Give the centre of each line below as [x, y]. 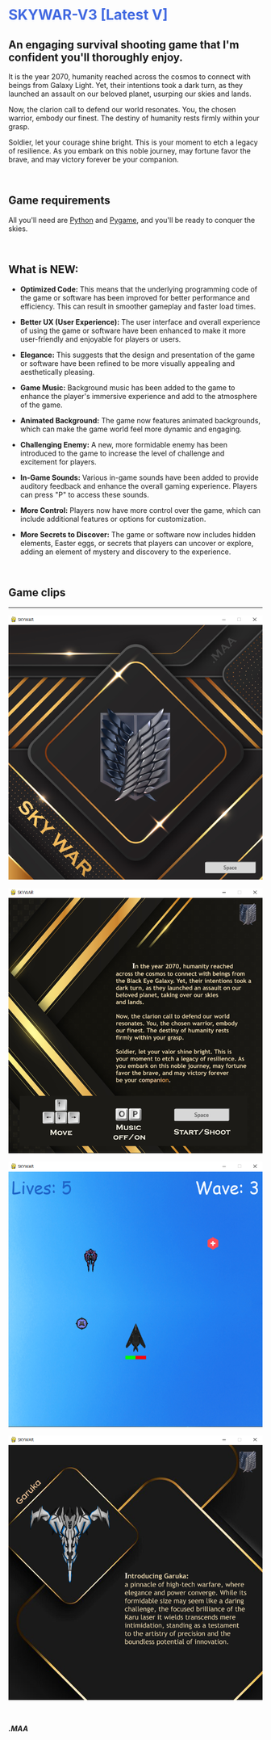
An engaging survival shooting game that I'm [124, 45]
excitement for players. [58, 461]
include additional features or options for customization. [113, 519]
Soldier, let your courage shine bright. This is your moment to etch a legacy [133, 142]
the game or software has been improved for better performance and [135, 297]
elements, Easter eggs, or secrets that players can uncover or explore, [137, 543]
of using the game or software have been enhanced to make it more [133, 330]
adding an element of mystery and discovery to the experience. [125, 552]
